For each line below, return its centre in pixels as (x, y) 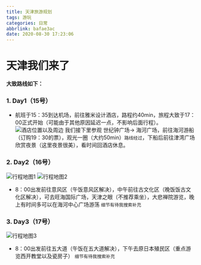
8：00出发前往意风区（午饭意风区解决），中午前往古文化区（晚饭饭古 (100, 189)
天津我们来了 (38, 66)
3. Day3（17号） (30, 222)
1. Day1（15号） (29, 101)
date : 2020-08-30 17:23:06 (40, 34)
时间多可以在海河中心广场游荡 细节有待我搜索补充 (83, 204)
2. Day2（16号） (30, 162)
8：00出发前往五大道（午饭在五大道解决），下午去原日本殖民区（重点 (100, 248)
